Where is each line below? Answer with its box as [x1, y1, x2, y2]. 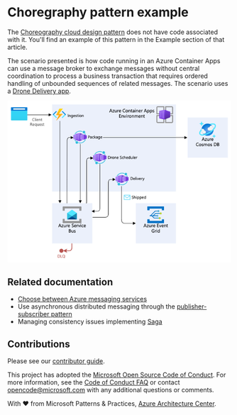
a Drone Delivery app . [7, 87, 71, 95]
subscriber [17, 310, 50, 319]
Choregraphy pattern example [7, 4, 189, 21]
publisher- [176, 302, 207, 311]
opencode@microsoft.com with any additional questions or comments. [7, 386, 214, 394]
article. [7, 43, 28, 51]
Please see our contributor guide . [7, 357, 105, 365]
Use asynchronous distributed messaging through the [17, 302, 176, 311]
